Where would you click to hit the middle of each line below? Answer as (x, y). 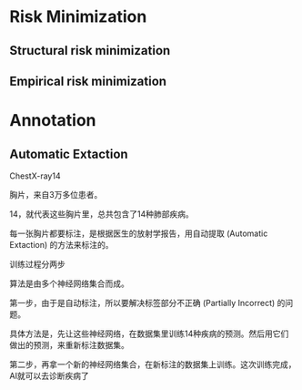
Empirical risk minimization (88, 81)
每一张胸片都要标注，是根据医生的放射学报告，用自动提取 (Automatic (139, 233)
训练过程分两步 (37, 264)
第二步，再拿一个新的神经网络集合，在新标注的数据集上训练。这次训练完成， (153, 364)
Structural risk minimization (90, 51)
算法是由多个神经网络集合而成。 (69, 283)
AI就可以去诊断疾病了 (49, 375)
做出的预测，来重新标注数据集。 (69, 344)
